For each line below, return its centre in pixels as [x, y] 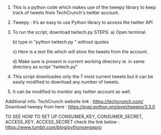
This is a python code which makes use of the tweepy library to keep [84, 7]
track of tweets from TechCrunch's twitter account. [66, 13]
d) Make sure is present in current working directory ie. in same [78, 61]
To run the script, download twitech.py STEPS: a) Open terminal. [79, 32]
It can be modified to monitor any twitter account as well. [72, 92]
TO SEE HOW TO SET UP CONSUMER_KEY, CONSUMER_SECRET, [74, 116]
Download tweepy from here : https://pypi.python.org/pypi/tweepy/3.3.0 [80, 107]
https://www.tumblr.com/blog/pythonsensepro [53, 127]
